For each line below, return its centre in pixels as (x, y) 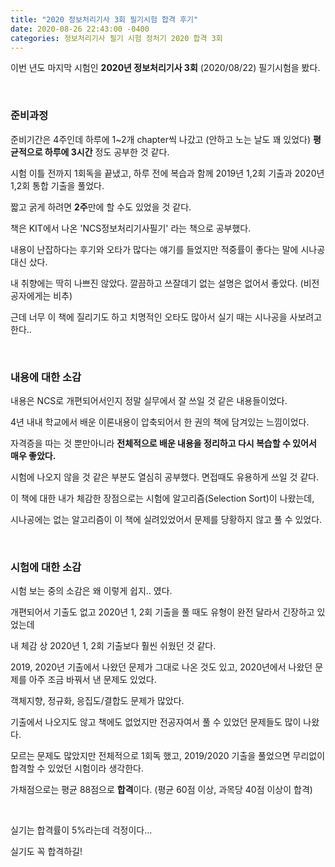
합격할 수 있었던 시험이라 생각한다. (77, 768)
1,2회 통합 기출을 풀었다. (57, 185)
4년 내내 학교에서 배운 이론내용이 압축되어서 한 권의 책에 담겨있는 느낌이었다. (160, 422)
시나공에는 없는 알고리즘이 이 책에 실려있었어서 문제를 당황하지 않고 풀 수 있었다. (166, 519)
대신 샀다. (29, 262)
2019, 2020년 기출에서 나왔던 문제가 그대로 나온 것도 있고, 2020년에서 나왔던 (161, 667)
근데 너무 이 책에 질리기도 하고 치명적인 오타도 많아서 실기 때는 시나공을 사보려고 (166, 317)
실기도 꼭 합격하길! (46, 852)
